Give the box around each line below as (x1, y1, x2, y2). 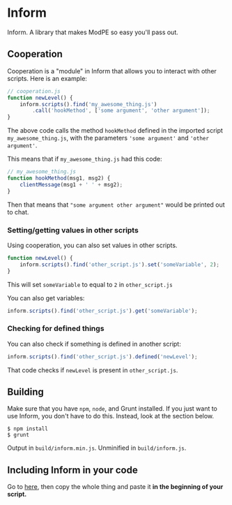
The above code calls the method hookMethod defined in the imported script (7, 126, 223, 135)
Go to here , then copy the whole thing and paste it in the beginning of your (7, 483, 224, 491)
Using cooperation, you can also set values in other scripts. (7, 241, 178, 249)
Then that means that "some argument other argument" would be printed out (7, 200, 225, 209)
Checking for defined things (7, 323, 105, 333)
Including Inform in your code (7, 464, 138, 476)
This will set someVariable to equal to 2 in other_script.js (7, 280, 173, 288)
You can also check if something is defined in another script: (7, 339, 181, 348)
